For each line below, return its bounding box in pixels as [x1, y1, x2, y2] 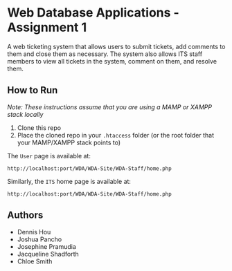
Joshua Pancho [17, 235, 62, 243]
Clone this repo [17, 123, 61, 132]
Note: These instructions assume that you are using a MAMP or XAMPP [7, 102, 213, 111]
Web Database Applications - [7, 5, 180, 21]
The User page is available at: [7, 151, 91, 160]
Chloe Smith [17, 257, 53, 265]
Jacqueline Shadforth [17, 250, 80, 258]
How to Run [7, 84, 58, 96]
